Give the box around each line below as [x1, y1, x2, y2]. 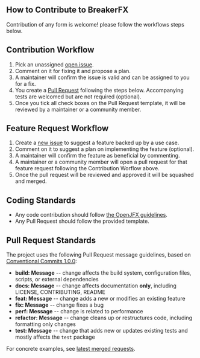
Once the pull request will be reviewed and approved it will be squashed [14, 171, 194, 179]
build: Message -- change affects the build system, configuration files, [14, 269, 192, 276]
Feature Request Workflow [6, 123, 109, 133]
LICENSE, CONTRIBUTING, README [14, 289, 105, 296]
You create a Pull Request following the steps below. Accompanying [14, 86, 184, 94]
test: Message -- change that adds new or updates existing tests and [14, 327, 188, 334]
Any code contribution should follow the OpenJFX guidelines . [14, 211, 167, 219]
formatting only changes [14, 321, 77, 328]
